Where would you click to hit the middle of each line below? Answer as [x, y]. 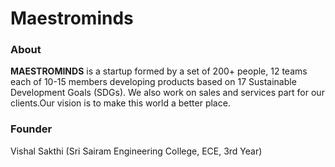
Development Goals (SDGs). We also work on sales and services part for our [167, 93]
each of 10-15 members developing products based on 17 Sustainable [153, 82]
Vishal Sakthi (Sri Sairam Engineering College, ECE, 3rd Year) [136, 151]
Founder [31, 129]
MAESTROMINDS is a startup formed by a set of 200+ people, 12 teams [159, 71]
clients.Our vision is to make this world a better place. [120, 103]
